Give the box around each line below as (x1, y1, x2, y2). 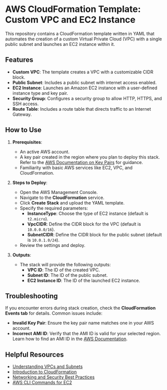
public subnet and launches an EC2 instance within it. (5, 41, 115, 47)
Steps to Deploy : (12, 180, 48, 186)
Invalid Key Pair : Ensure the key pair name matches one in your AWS (12, 320, 155, 326)
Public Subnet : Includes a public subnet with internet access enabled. (12, 79, 157, 85)
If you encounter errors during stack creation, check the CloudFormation (5, 305, 156, 311)
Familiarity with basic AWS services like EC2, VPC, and (19, 165, 133, 171)
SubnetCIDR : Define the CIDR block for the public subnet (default (27, 231, 162, 237)
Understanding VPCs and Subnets (12, 364, 83, 370)
